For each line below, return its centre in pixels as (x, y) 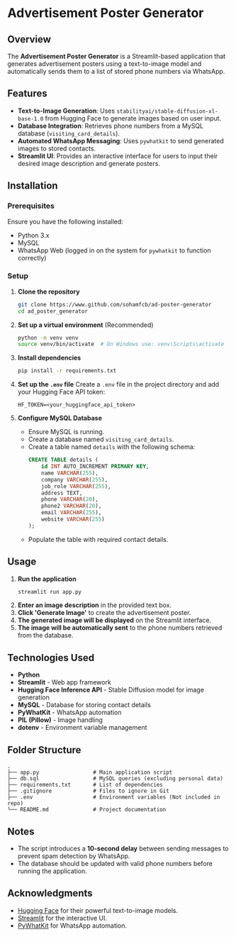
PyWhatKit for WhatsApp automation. (72, 925)
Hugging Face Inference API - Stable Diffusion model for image (111, 690)
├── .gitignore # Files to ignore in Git (89, 791)
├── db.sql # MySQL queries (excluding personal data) (115, 779)
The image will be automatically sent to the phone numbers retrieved (120, 628)
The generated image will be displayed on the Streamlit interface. (114, 620)
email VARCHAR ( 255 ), (72, 513)
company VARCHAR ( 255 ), (75, 479)
